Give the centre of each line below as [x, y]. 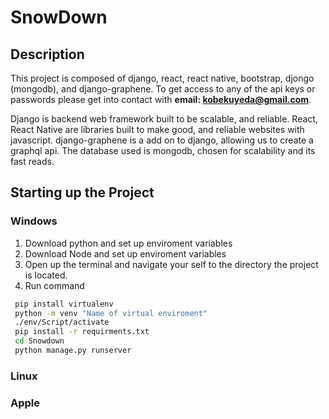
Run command [54, 285]
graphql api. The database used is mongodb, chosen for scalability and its [163, 150]
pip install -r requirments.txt [82, 332]
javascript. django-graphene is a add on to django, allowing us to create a [162, 140]
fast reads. [32, 161]
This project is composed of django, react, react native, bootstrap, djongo [162, 78]
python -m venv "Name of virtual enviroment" [111, 313]
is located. [46, 275]
